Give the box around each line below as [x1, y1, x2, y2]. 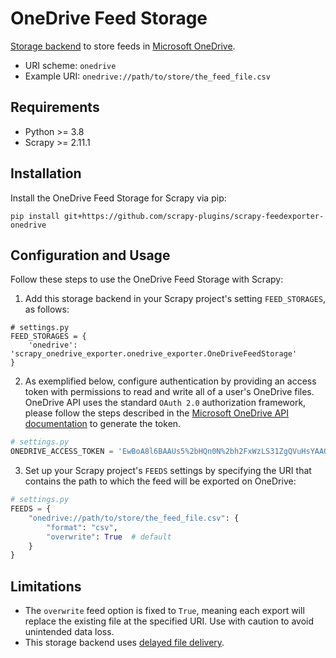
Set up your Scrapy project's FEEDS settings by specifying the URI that [24, 465, 312, 477]
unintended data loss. [24, 626, 115, 638]
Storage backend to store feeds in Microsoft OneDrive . [10, 40, 236, 52]
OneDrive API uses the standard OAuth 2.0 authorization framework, [24, 397, 307, 409]
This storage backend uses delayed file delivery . [24, 637, 225, 649]
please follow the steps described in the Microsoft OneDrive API [24, 407, 290, 419]
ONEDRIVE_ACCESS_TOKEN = [10, 447, 114, 457]
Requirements [10, 99, 100, 116]
